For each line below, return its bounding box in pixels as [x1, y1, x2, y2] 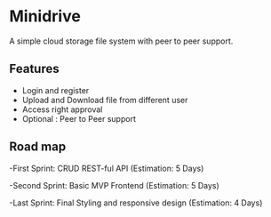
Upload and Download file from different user [21, 94, 188, 105]
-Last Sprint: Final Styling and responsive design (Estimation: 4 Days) [9, 197, 263, 208]
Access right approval [21, 104, 103, 115]
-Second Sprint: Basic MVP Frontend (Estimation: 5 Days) [9, 180, 219, 190]
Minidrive [9, 6, 82, 27]
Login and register [21, 84, 90, 95]
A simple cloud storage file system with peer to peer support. [9, 36, 234, 46]
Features [9, 61, 60, 76]
